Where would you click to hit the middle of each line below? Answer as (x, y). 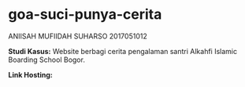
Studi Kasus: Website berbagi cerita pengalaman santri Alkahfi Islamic (123, 51)
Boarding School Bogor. (46, 60)
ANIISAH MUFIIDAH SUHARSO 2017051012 (78, 36)
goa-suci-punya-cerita (85, 14)
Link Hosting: (30, 74)
